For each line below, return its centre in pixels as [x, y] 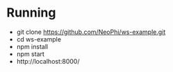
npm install [32, 46]
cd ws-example [39, 39]
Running [31, 13]
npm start [30, 54]
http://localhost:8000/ [48, 61]
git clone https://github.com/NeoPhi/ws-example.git [91, 32]
